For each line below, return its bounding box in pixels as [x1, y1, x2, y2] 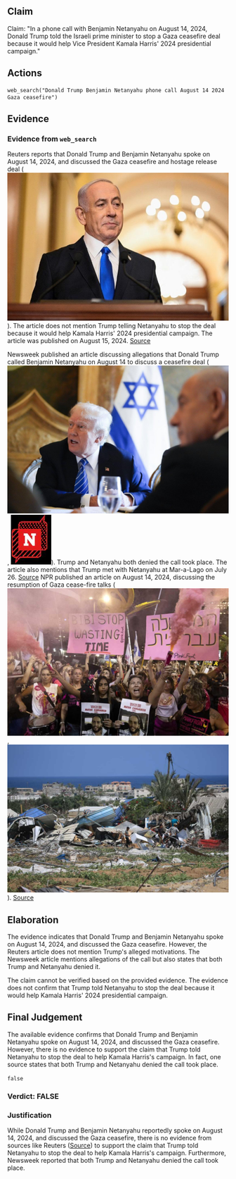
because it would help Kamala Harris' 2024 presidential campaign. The [7, 329, 213, 337]
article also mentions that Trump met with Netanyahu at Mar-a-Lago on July [7, 565, 227, 573]
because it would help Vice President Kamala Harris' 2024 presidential [7, 39, 212, 48]
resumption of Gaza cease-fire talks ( [7, 580, 116, 589]
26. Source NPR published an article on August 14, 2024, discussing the [7, 573, 216, 581]
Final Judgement [7, 1011, 83, 1023]
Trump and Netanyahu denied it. [7, 962, 100, 971]
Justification [7, 1110, 52, 1120]
